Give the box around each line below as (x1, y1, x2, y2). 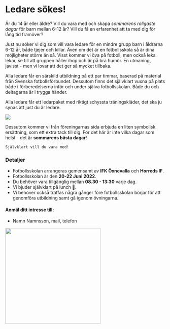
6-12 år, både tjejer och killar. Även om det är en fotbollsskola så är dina (5, 46, 155, 53)
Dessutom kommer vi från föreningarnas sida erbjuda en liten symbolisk (5, 123, 156, 130)
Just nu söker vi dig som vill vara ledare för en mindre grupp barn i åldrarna (5, 41, 163, 47)
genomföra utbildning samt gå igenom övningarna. (12, 195, 119, 201)
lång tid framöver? (5, 31, 44, 37)
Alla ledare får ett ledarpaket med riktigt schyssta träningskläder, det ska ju (5, 98, 162, 105)
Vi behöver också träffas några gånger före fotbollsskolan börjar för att (12, 190, 161, 196)
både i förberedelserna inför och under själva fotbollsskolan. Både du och (5, 83, 159, 90)
